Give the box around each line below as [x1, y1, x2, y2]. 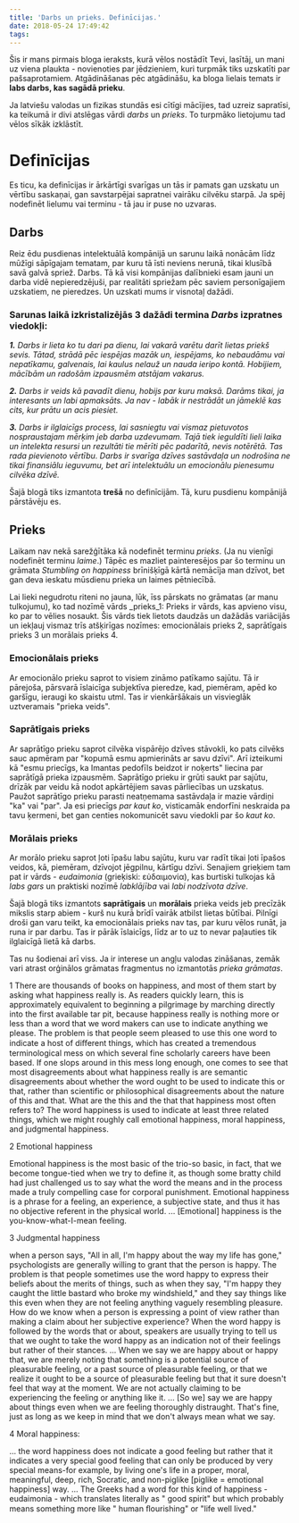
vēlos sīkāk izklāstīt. [9, 119, 84, 130]
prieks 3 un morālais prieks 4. [9, 630, 119, 640]
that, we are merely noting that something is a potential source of [9, 1354, 249, 1365]
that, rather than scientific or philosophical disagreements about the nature [9, 1086, 285, 1097]
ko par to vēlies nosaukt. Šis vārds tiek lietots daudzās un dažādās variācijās [9, 611, 291, 622]
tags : [9, 29, 29, 38]
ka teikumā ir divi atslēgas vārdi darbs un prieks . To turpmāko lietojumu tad [9, 109, 286, 121]
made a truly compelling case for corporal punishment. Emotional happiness [9, 1187, 290, 1198]
